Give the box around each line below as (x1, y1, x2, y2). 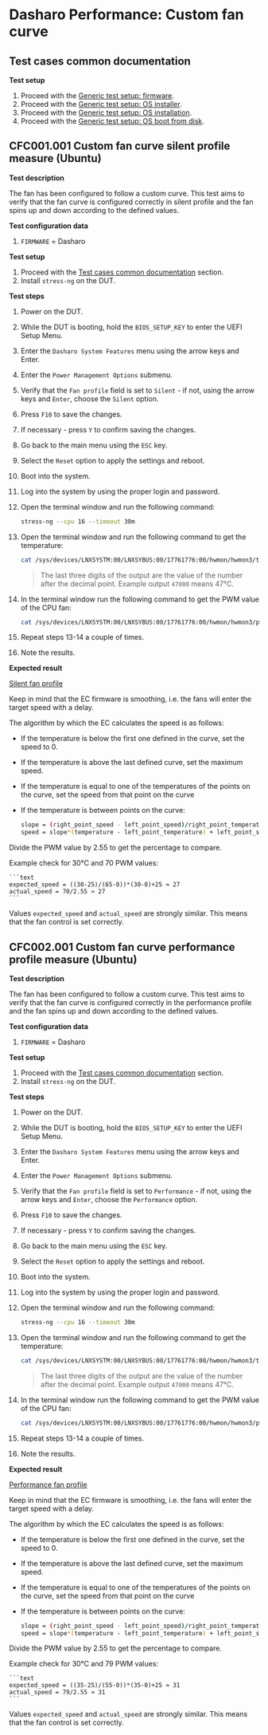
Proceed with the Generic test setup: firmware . (20, 91, 174, 101)
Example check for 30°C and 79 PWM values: (9, 1659, 158, 1669)
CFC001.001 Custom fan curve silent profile (9, 140, 231, 153)
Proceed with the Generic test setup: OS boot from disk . (20, 116, 205, 125)
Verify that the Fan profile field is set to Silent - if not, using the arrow (20, 385, 255, 395)
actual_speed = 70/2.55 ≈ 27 (9, 888, 106, 896)
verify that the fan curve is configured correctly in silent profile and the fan (9, 197, 254, 207)
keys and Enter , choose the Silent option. (20, 393, 159, 404)
